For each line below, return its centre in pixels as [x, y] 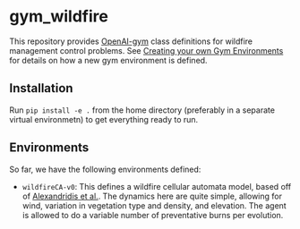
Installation [41, 88]
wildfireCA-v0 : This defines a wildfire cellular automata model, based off [157, 186]
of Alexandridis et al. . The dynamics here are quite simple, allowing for [152, 196]
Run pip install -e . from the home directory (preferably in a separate [142, 110]
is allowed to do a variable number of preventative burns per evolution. [153, 215]
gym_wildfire [59, 17]
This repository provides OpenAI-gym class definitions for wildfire [131, 41]
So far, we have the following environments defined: [105, 169]
